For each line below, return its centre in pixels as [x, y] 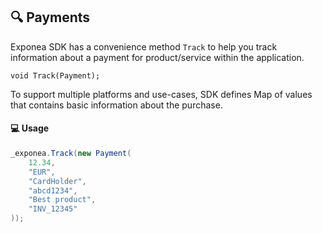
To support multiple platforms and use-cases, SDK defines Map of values [161, 94]
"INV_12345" [53, 209]
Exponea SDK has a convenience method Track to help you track [144, 46]
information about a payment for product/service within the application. [157, 57]
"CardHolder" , [57, 181]
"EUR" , [42, 172]
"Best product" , [62, 200]
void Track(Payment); [55, 75]
